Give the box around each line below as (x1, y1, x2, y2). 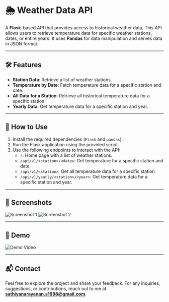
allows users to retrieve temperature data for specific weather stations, (5, 30, 152, 36)
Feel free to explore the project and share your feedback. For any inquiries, (5, 280, 160, 286)
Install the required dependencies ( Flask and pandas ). (12, 136, 123, 142)
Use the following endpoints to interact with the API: (12, 147, 121, 153)
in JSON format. (5, 40, 39, 46)
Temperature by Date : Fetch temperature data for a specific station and (12, 82, 162, 88)
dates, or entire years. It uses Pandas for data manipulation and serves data (5, 35, 162, 41)
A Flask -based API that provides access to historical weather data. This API (5, 24, 162, 31)
